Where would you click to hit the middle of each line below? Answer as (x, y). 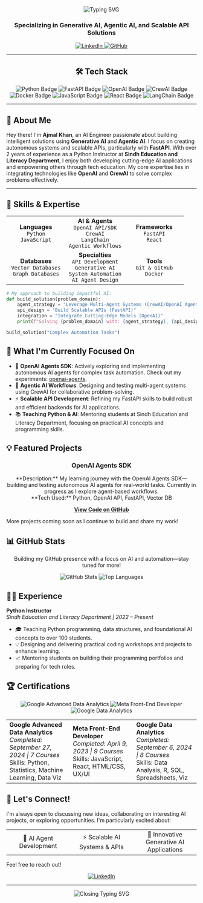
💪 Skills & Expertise (43, 204)
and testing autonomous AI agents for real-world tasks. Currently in (112, 485)
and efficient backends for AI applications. (68, 407)
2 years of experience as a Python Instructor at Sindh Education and (92, 154)
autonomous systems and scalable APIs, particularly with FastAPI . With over (101, 147)
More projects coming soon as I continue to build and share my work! (92, 521)
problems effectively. (32, 180)
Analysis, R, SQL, (160, 770)
